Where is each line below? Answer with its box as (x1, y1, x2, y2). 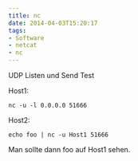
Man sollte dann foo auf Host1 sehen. (8, 145, 131, 154)
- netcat (8, 41, 37, 49)
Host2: (8, 116, 30, 124)
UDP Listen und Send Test (8, 71, 94, 80)
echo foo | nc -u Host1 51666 (8, 131, 109, 139)
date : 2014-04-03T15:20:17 (8, 19, 98, 27)
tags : (8, 26, 26, 34)
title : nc (8, 11, 41, 20)
